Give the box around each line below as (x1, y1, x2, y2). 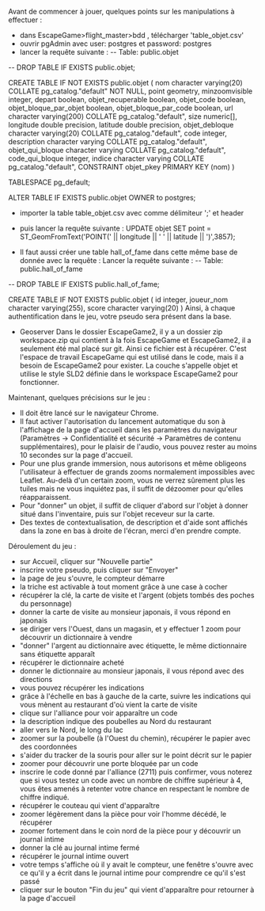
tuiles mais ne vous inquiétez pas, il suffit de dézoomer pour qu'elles (19, 484, 244, 494)
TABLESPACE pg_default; (8, 177, 91, 187)
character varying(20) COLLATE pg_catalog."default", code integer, (8, 128, 227, 138)
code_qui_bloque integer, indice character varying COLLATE (8, 154, 204, 163)
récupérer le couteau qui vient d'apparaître (19, 801, 160, 810)
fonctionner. (19, 378, 59, 387)
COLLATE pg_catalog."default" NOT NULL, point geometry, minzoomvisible (8, 86, 253, 96)
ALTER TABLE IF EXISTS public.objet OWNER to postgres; (8, 193, 196, 202)
